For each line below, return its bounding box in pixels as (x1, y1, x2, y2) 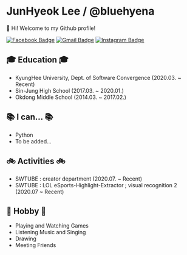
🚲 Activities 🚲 (6, 156, 66, 166)
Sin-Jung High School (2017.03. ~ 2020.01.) (15, 87, 124, 94)
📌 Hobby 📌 (6, 206, 47, 216)
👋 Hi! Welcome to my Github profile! (6, 24, 96, 32)
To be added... (15, 137, 52, 145)
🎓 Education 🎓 (6, 55, 69, 65)
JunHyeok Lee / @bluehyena (6, 4, 155, 18)
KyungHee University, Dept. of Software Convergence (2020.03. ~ (15, 74, 182, 81)
